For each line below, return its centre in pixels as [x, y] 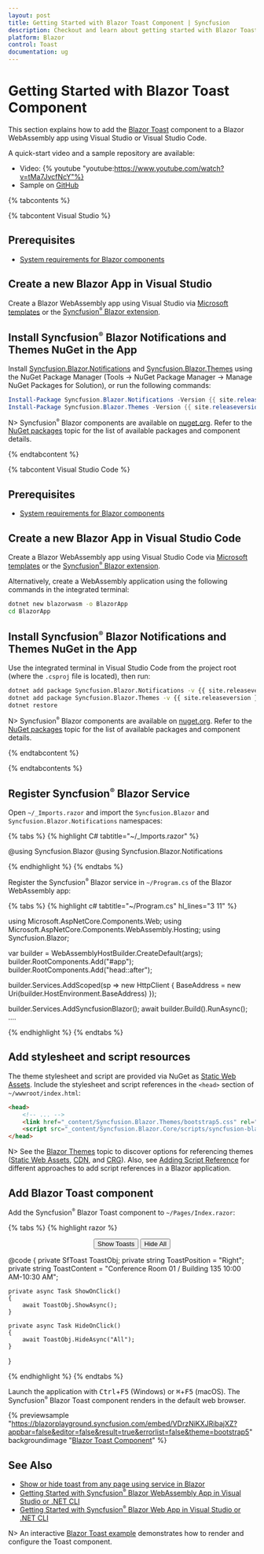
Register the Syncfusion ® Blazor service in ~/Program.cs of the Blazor [120, 882]
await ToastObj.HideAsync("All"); [79, 1339]
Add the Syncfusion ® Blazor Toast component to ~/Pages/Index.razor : [122, 1212]
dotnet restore [33, 705]
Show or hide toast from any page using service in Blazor [112, 1484]
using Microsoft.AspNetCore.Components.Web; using [95, 921]
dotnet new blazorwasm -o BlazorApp [68, 604]
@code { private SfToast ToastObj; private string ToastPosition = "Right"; [126, 1260]
